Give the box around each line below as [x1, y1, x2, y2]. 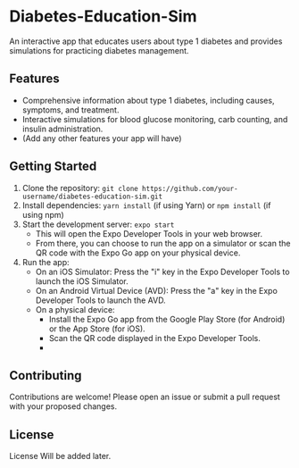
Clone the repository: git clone [21, 182, 138, 193]
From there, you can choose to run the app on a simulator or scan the [35, 238, 291, 248]
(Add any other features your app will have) [21, 132, 182, 144]
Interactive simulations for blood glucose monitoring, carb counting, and [21, 113, 288, 124]
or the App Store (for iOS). [48, 323, 145, 334]
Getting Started [9, 159, 97, 174]
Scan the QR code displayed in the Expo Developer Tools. [48, 332, 262, 343]
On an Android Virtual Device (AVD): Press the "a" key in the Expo [35, 285, 278, 296]
